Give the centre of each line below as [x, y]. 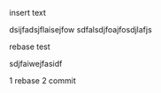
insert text [28, 13]
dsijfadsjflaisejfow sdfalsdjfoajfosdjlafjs [80, 29]
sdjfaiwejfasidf [36, 64]
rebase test [30, 46]
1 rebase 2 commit [43, 81]
